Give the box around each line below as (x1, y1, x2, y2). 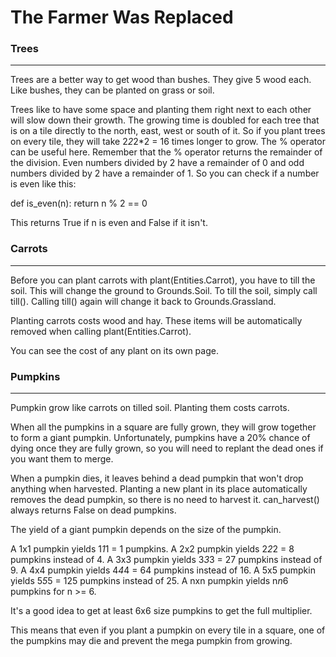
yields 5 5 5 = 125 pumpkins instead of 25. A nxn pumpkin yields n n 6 (10, 575, 289, 587)
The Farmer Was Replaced (10, 6, 234, 29)
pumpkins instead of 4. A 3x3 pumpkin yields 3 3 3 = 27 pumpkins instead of (10, 554, 323, 566)
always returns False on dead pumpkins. (10, 504, 177, 516)
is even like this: (10, 178, 77, 190)
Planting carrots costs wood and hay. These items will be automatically (10, 314, 303, 326)
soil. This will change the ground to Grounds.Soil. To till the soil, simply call (10, 284, 318, 296)
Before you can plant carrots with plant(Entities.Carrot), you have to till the (10, 274, 316, 286)
